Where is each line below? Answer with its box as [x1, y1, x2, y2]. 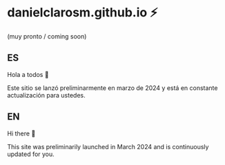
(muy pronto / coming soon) [7, 32, 87, 41]
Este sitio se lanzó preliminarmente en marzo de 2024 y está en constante [7, 83, 218, 92]
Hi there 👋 [7, 129, 36, 137]
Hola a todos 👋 [7, 70, 50, 78]
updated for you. [7, 150, 55, 158]
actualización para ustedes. [7, 91, 86, 99]
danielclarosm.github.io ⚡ [7, 5, 159, 21]
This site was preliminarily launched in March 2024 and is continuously [7, 142, 209, 151]
